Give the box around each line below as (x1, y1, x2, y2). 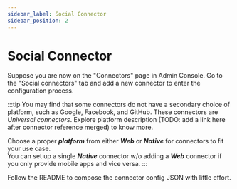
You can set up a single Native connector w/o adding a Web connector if (7, 152, 222, 160)
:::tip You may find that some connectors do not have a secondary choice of (7, 101, 230, 109)
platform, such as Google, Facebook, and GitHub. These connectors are (7, 108, 218, 116)
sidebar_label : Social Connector (7, 10, 107, 18)
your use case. (7, 144, 51, 153)
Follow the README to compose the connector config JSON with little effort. (7, 173, 231, 182)
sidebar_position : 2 (7, 17, 69, 24)
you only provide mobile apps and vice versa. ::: (7, 160, 148, 168)
